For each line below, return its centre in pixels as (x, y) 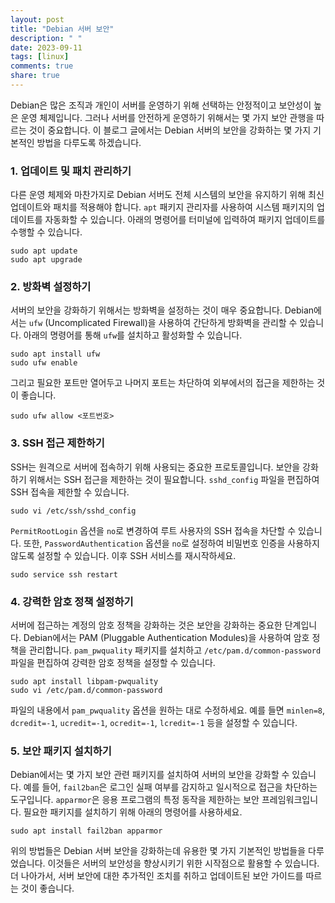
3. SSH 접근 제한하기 (57, 443)
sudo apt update (44, 251)
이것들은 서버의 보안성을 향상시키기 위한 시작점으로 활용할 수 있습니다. (183, 863)
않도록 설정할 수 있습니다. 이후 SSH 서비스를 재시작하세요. (123, 555)
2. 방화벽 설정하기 (51, 287)
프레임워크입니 (290, 800)
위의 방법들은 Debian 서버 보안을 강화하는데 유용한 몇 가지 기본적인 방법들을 (158, 851)
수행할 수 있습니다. (46, 232)
